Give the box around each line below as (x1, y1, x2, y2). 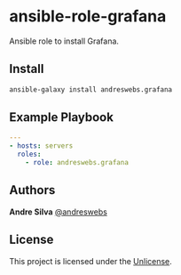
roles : (17, 150, 42, 159)
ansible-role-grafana (9, 6, 167, 27)
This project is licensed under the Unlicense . (9, 255, 173, 266)
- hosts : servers (9, 142, 74, 150)
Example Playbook (9, 109, 114, 125)
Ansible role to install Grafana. (9, 36, 120, 46)
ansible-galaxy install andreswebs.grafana (9, 85, 173, 94)
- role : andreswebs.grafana (25, 158, 129, 167)
